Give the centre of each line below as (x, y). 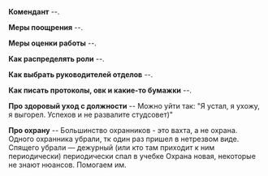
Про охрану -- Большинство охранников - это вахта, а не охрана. (123, 130)
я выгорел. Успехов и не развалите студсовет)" (91, 114)
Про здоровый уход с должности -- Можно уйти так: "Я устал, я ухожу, (134, 106)
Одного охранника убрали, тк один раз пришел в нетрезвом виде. (124, 139)
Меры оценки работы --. (53, 43)
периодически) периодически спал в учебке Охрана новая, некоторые (132, 156)
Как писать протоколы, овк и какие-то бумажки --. (100, 90)
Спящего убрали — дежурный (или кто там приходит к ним (112, 148)
